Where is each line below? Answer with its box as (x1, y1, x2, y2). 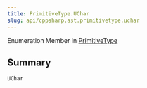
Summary (7, 56, 51, 68)
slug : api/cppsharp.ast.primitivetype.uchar (7, 17, 140, 24)
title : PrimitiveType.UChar (7, 10, 90, 18)
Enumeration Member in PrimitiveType (7, 36, 118, 44)
